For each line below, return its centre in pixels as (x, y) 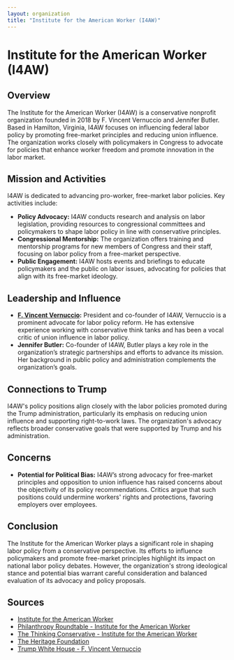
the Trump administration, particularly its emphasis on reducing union (107, 413)
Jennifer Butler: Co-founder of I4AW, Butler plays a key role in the (113, 345)
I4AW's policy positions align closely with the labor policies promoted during (117, 406)
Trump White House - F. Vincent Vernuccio (79, 649)
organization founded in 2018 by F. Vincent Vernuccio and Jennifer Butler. (114, 120)
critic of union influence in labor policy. (73, 337)
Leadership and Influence (64, 298)
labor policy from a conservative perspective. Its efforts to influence (105, 551)
